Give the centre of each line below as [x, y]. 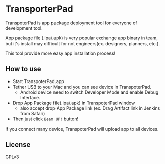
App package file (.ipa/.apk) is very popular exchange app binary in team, [81, 38]
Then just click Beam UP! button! [45, 119]
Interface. [30, 97]
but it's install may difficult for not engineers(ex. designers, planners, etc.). [83, 43]
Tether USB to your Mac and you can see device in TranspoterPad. [82, 87]
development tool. [24, 28]
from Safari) [33, 113]
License [18, 145]
